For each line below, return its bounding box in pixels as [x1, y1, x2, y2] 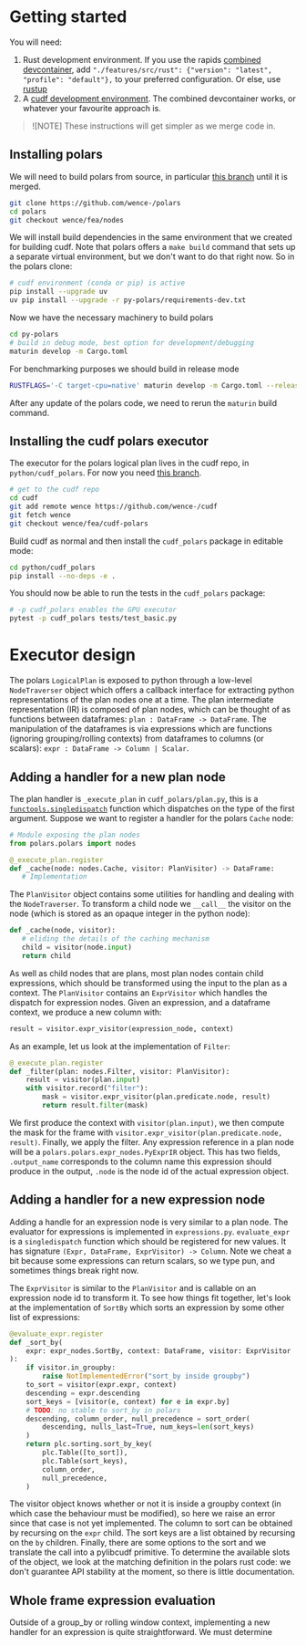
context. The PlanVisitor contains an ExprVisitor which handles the [9, 987, 268, 998]
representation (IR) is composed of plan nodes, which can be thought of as [9, 704, 291, 715]
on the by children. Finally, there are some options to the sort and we [9, 1537, 267, 1548]
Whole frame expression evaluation [9, 1592, 216, 1608]
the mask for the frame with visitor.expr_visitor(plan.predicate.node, [9, 1127, 283, 1138]
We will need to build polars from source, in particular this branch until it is [9, 171, 289, 182]
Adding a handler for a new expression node [9, 1193, 266, 1208]
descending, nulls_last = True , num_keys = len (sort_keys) [42, 1422, 255, 1432]
